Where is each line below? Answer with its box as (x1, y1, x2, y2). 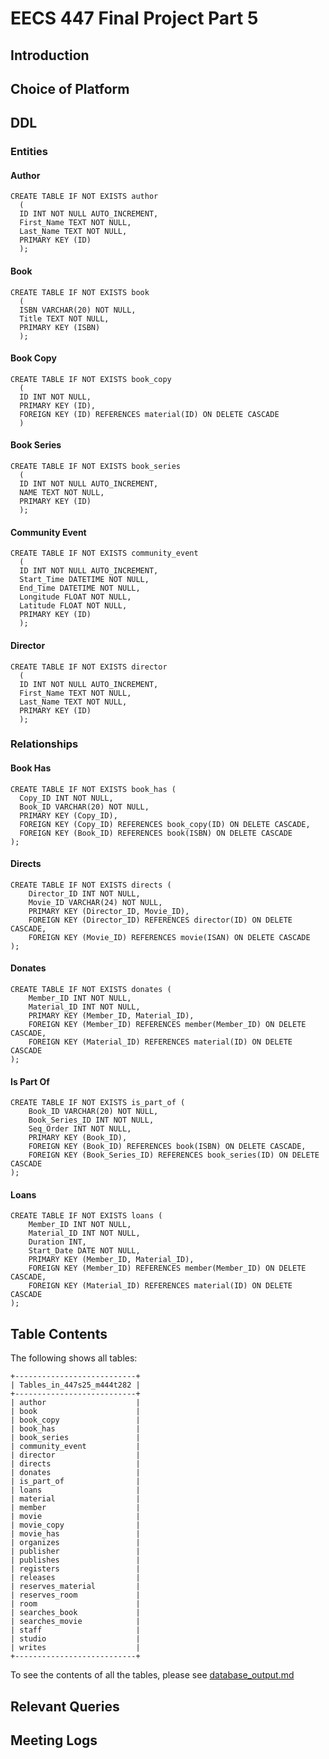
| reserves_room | (10, 1590, 141, 1601)
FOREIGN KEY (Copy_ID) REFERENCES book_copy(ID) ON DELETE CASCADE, (19, 819, 311, 829)
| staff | (10, 1625, 141, 1636)
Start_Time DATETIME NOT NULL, (19, 575, 150, 585)
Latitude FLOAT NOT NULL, (19, 601, 128, 611)
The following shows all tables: (10, 1352, 138, 1364)
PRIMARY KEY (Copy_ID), (19, 810, 118, 821)
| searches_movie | (10, 1617, 141, 1627)
